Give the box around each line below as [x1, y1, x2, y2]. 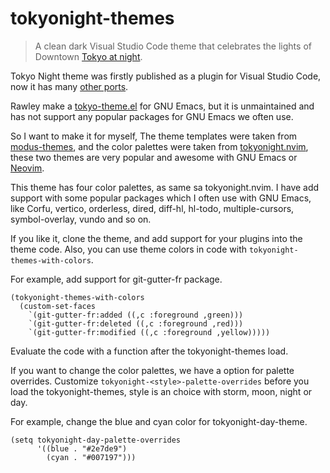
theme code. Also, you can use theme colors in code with [10, 243, 247, 255]
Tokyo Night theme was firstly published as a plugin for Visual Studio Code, [10, 70, 322, 82]
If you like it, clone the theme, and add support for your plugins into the [10, 232, 303, 244]
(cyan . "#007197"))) [46, 452, 137, 462]
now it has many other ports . [10, 80, 129, 92]
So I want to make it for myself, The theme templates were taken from [10, 130, 298, 142]
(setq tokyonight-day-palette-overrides [10, 435, 182, 445]
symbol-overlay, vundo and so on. [10, 213, 152, 225]
